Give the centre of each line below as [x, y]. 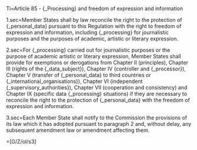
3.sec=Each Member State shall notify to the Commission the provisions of [96, 118]
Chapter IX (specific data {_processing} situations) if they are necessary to [96, 94]
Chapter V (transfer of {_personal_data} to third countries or [79, 75]
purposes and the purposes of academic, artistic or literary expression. [92, 39]
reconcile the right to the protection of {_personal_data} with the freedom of [98, 100]
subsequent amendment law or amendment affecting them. [78, 130]
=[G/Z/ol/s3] [21, 141]
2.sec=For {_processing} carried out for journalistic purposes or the [88, 50]
